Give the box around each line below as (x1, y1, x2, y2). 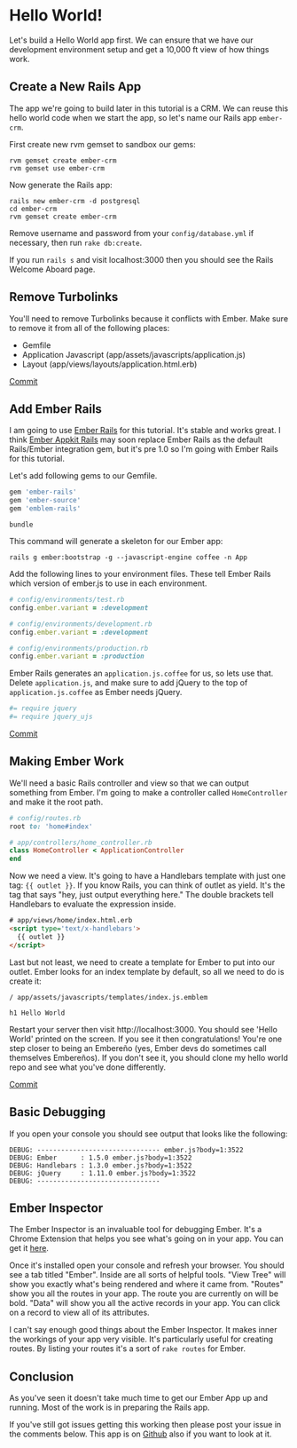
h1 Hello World (9, 1009, 66, 1017)
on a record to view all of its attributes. (9, 1307, 150, 1318)
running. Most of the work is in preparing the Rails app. (9, 1402, 210, 1412)
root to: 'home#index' (9, 822, 93, 831)
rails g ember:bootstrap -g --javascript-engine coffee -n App (9, 553, 248, 562)
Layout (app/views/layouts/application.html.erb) (21, 359, 198, 369)
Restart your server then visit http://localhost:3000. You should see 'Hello (9, 1024, 277, 1034)
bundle (9, 520, 34, 529)
